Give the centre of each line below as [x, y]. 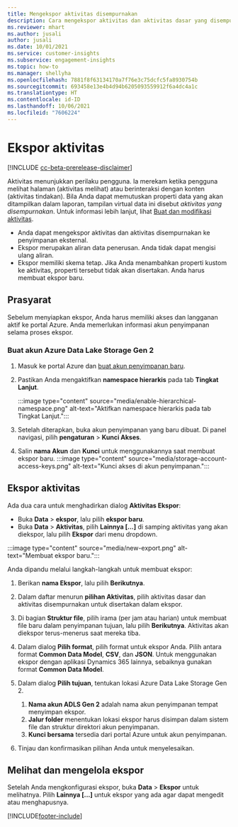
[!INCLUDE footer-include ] [45, 816]
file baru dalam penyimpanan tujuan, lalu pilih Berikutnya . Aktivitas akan [123, 625]
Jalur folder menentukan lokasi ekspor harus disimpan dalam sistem [128, 719]
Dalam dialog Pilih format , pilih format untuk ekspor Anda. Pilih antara [119, 646]
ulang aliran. [36, 255]
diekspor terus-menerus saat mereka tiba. [79, 633]
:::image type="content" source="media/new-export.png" [92, 548]
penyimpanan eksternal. [53, 240]
